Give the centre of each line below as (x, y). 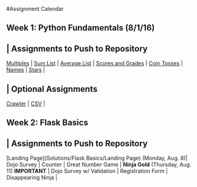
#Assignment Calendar (35, 9)
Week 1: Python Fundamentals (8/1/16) (81, 28)
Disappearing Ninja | (32, 178)
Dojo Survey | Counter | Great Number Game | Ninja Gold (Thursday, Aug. (99, 164)
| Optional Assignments (52, 89)
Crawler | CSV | (26, 104)
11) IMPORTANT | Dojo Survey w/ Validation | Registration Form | (87, 171)
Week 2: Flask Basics (47, 123)
